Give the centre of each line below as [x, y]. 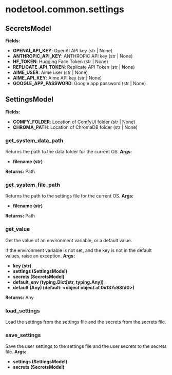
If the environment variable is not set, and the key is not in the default [79, 250]
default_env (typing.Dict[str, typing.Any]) [58, 282]
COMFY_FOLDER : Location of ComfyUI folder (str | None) [74, 122]
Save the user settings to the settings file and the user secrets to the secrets [86, 346]
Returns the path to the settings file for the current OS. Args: [70, 196]
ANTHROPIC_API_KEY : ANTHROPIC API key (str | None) [73, 56]
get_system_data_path [34, 141]
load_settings [23, 310]
